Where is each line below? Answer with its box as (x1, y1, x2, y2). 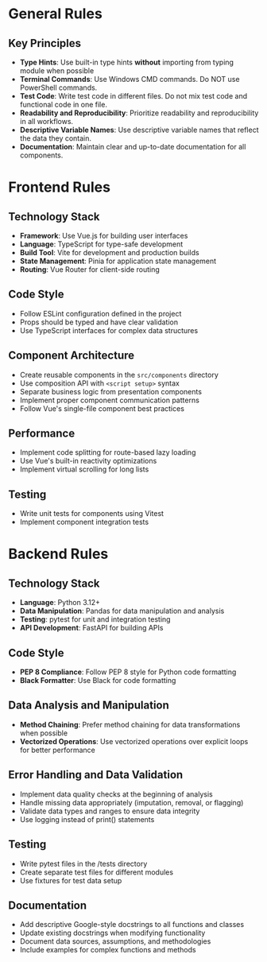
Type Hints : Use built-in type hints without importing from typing (19, 57, 234, 67)
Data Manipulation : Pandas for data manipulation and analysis (19, 606, 225, 616)
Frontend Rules (8, 178, 111, 196)
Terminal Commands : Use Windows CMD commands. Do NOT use (19, 75, 240, 83)
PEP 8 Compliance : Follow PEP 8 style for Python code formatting (19, 667, 237, 677)
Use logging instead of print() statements (19, 814, 155, 824)
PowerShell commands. (19, 83, 98, 92)
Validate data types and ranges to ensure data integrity (19, 806, 200, 816)
